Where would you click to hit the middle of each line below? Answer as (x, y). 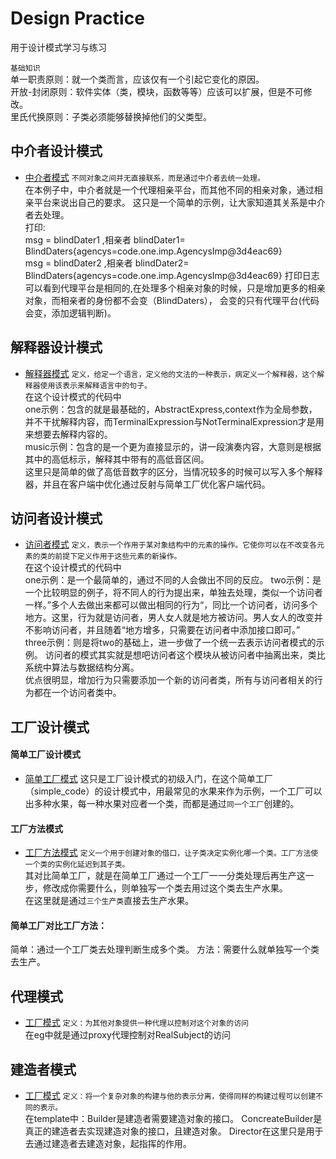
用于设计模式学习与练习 (58, 47)
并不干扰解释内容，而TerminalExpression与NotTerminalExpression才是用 (174, 421)
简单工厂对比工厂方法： (58, 925)
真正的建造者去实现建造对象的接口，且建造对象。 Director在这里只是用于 (174, 1131)
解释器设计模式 (56, 347)
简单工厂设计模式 (45, 754)
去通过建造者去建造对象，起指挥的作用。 (108, 1143)
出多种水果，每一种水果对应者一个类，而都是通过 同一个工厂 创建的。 (162, 803)
